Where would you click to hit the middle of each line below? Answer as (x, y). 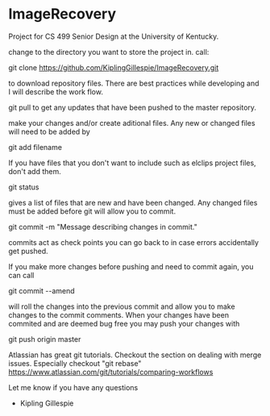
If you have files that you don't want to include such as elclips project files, (132, 163)
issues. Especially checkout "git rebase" (75, 363)
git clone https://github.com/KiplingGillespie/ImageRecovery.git (114, 67)
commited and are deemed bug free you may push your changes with (124, 323)
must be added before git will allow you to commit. (92, 211)
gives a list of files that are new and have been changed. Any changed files (133, 202)
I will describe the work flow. (56, 92)
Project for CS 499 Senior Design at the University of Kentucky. (114, 36)
